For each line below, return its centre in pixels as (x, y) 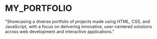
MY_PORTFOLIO (39, 8)
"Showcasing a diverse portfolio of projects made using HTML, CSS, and (78, 21)
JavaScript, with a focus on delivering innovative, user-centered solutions (78, 26)
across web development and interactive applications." (60, 31)
